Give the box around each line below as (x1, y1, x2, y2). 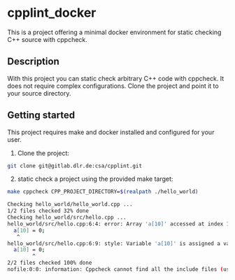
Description (7, 56, 59, 68)
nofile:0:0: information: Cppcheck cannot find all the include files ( (7, 266, 224, 273)
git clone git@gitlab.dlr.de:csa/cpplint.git (7, 162, 142, 169)
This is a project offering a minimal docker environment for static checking (7, 28, 222, 36)
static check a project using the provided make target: (17, 175, 173, 183)
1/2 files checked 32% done (7, 207, 90, 214)
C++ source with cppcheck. (7, 35, 87, 43)
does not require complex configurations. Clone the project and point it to (7, 82, 219, 90)
